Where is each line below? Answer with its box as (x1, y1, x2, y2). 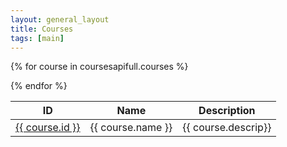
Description (198, 104, 256, 118)
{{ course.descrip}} (182, 121, 272, 135)
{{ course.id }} (15, 121, 81, 135)
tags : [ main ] (10, 33, 65, 43)
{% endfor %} (10, 80, 68, 92)
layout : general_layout (10, 14, 110, 25)
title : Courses (10, 24, 74, 34)
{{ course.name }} (89, 121, 173, 135)
